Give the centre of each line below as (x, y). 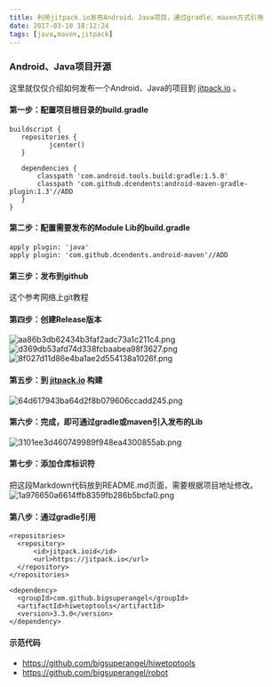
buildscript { (36, 129)
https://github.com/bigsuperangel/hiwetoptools (108, 663)
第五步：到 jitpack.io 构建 (56, 380)
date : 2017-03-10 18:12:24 (59, 26)
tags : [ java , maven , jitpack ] (61, 34)
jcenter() (67, 145)
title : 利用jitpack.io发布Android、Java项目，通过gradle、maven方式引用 (136, 17)
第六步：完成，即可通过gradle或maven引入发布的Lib (106, 422)
